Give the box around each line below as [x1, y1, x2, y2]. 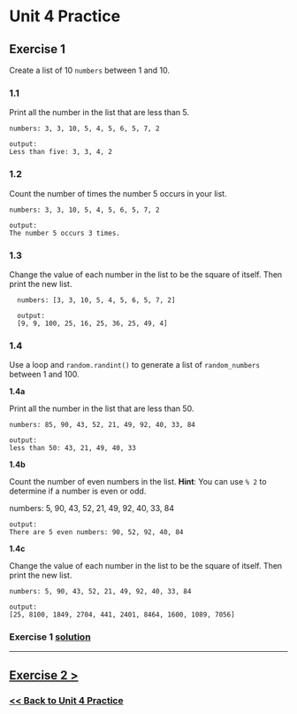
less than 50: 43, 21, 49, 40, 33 [9, 444, 137, 453]
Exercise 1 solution [9, 631, 91, 643]
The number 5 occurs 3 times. [9, 229, 121, 237]
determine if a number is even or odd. [9, 485, 147, 497]
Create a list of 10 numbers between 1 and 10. [9, 65, 171, 75]
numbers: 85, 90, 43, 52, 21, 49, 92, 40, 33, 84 [9, 421, 196, 430]
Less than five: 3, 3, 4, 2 [9, 148, 113, 157]
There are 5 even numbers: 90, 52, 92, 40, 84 [9, 528, 184, 537]
